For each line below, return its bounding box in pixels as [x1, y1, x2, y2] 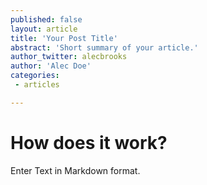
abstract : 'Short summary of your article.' [10, 42, 199, 53]
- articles [14, 80, 60, 90]
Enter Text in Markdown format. [10, 164, 141, 176]
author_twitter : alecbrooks [10, 52, 128, 62]
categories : [10, 71, 60, 81]
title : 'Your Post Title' [10, 33, 118, 43]
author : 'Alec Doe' [10, 61, 92, 71]
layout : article [10, 24, 78, 34]
